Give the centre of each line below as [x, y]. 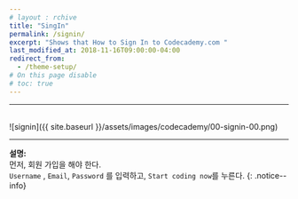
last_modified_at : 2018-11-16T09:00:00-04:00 [94, 51]
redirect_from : [37, 59]
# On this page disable [53, 76]
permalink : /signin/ [47, 34]
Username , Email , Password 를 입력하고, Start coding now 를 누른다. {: [131, 175]
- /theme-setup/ [47, 68]
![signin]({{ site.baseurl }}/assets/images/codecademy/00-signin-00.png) [144, 126]
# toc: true [31, 84]
